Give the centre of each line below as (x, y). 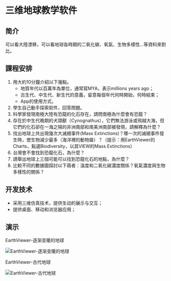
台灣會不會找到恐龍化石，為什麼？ (49, 153)
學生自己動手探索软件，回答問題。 (49, 107)
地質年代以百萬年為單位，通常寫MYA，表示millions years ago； (87, 88)
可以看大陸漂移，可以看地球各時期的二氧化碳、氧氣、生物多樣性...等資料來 (84, 44)
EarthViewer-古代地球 (28, 262)
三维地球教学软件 (41, 11)
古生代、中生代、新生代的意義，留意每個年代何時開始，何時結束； (90, 95)
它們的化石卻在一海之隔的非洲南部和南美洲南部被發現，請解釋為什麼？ (87, 127)
